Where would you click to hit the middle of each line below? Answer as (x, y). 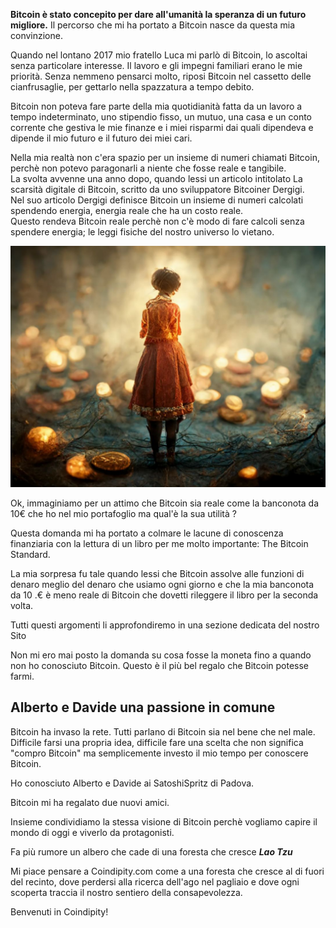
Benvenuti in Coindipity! (59, 911)
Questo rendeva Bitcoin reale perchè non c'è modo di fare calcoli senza (157, 221)
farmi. (22, 676)
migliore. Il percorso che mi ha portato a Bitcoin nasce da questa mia (153, 25)
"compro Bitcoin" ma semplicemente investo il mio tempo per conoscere (159, 753)
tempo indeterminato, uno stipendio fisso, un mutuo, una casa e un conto (161, 117)
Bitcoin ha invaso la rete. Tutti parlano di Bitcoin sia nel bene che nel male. (163, 731)
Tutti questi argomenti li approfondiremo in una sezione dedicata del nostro (165, 625)
